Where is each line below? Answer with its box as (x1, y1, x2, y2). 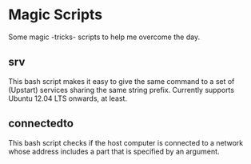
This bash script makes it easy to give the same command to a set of (8, 76, 235, 86)
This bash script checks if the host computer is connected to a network (8, 138, 244, 147)
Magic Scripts (8, 6, 103, 24)
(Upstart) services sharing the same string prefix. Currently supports (8, 85, 234, 94)
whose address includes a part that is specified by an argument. (8, 146, 220, 156)
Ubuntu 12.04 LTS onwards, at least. (8, 94, 128, 103)
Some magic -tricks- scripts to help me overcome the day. (8, 32, 201, 42)
